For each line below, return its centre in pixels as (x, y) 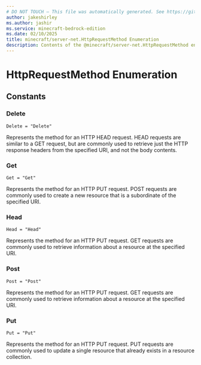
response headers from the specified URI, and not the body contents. (92, 150)
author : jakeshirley (32, 17)
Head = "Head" (24, 230)
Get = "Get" (21, 178)
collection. (19, 357)
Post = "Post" (24, 281)
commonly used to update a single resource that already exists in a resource (100, 350)
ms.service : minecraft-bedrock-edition (56, 28)
